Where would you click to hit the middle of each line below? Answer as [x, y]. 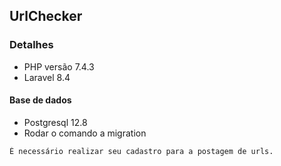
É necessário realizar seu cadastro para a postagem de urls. [141, 151]
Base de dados [40, 100]
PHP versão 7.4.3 [59, 66]
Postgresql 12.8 [55, 122]
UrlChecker [46, 16]
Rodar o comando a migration [85, 133]
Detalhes [31, 45]
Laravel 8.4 [47, 77]
